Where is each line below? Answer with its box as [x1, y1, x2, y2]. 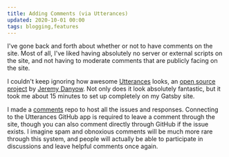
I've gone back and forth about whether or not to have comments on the [7, 42, 213, 50]
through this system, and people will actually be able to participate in [7, 135, 203, 143]
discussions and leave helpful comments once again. [7, 142, 158, 151]
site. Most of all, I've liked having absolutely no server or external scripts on [7, 49, 223, 57]
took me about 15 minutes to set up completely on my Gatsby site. [7, 92, 195, 100]
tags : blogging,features [7, 23, 79, 30]
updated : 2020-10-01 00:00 [7, 17, 85, 24]
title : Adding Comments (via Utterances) [7, 10, 129, 17]
